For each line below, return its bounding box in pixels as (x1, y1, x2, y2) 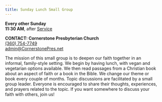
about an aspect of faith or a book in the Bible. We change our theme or (5, 70, 149, 76)
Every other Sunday (5, 20, 46, 26)
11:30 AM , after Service (5, 25, 53, 32)
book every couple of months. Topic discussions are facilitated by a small (5, 76, 153, 82)
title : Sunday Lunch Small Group (5, 7, 73, 12)
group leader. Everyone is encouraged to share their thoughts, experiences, (5, 81, 157, 87)
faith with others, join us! (5, 91, 55, 97)
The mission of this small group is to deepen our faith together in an (5, 55, 142, 61)
